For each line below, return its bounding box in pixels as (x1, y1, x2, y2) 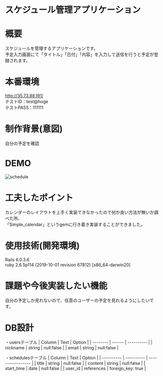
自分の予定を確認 (5, 140, 39, 146)
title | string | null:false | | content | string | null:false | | (36, 360, 146, 366)
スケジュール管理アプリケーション (5, 4, 141, 16)
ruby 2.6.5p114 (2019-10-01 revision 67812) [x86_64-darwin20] (5, 262, 131, 268)
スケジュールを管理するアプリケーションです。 (5, 46, 98, 51)
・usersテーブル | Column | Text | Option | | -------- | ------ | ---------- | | (5, 339, 153, 345)
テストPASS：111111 (5, 105, 44, 111)
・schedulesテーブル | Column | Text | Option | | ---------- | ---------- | (5, 355, 148, 360)
